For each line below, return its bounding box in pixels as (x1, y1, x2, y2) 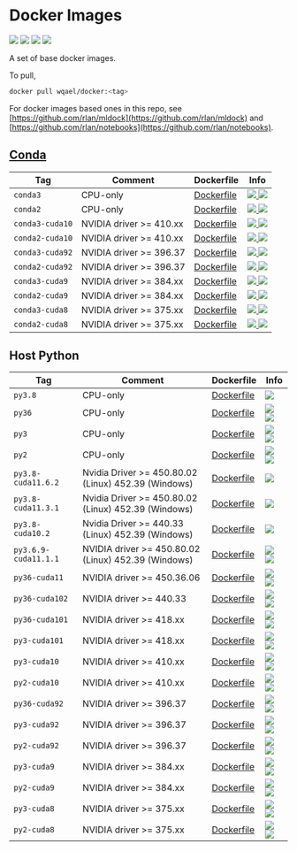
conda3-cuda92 (13, 247, 73, 257)
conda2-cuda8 (13, 319, 69, 329)
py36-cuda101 (13, 615, 69, 625)
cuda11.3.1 (13, 503, 59, 513)
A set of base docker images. (9, 52, 117, 63)
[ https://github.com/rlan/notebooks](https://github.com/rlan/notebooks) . (9, 121, 274, 133)
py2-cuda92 (13, 740, 59, 751)
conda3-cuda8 (13, 304, 69, 315)
